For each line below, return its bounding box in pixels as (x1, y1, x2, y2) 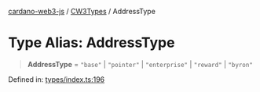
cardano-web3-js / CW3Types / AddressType (8, 7, 156, 16)
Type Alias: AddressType (8, 34, 175, 51)
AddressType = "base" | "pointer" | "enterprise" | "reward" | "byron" (27, 59, 253, 69)
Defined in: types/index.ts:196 (8, 74, 104, 84)
